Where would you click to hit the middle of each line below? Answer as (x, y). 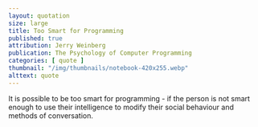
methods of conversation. (51, 115)
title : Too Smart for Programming (66, 31)
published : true (35, 38)
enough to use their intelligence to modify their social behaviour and (121, 107)
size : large (28, 23)
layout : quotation (39, 16)
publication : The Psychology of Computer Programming (100, 53)
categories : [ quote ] (46, 61)
